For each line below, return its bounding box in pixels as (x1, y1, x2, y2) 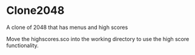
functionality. (6, 42, 39, 49)
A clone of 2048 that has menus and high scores (6, 24, 128, 31)
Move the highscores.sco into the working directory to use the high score (6, 35, 190, 42)
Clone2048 (6, 4, 65, 18)
